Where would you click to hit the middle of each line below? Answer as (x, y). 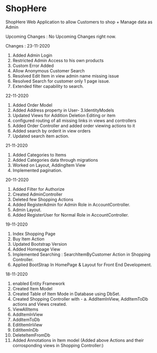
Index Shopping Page (34, 234)
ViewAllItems (25, 309)
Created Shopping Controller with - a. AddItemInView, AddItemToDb (80, 299)
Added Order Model (32, 105)
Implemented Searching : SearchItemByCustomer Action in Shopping (81, 254)
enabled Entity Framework (39, 283)
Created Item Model (32, 288)
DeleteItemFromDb (31, 335)
